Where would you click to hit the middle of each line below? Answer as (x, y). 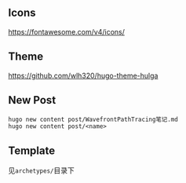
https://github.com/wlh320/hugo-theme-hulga (83, 75)
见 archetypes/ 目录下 (41, 170)
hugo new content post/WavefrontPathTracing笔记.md (93, 120)
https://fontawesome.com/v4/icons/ (67, 31)
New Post (32, 100)
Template (32, 150)
